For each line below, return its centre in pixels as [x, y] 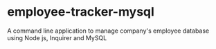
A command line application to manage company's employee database [108, 31]
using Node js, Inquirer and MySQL [57, 37]
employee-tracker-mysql [81, 12]
